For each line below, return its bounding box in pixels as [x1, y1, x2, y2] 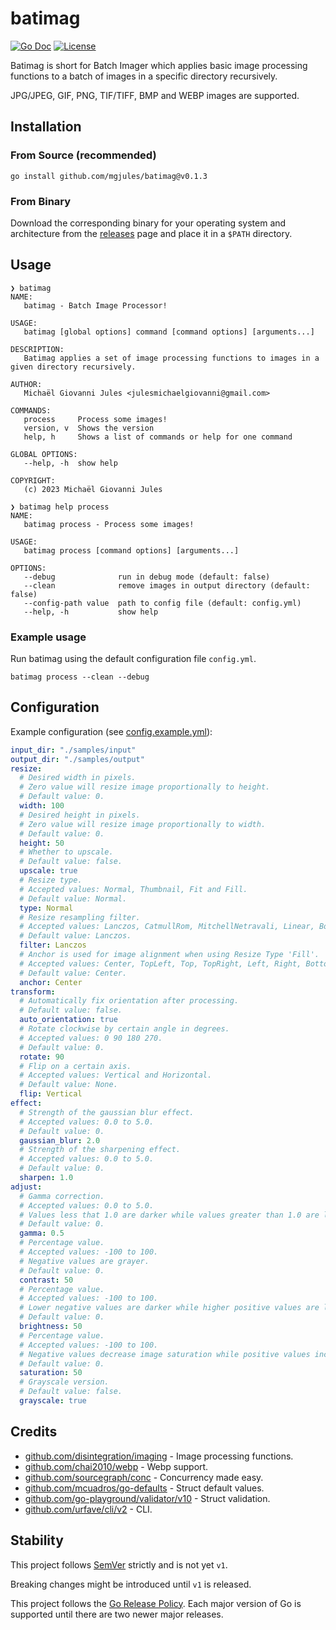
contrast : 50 [19, 1275, 74, 1285]
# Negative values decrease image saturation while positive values [19, 1349, 311, 1359]
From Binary [10, 194, 72, 208]
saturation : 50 [19, 1368, 83, 1378]
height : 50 [19, 838, 65, 848]
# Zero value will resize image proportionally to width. [19, 819, 267, 829]
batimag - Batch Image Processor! [23, 300, 168, 311]
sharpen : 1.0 [19, 1173, 74, 1183]
